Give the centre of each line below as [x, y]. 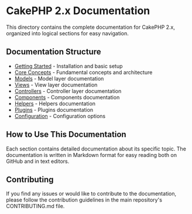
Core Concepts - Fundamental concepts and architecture [83, 72]
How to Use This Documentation [66, 134]
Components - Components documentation [67, 97]
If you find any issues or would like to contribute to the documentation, [91, 194]
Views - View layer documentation [56, 85]
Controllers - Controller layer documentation [68, 91]
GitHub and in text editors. [38, 161]
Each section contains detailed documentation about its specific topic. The [96, 149]
